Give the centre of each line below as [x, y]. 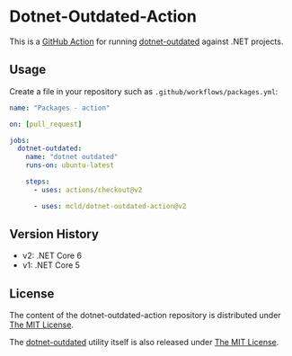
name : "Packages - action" [60, 108]
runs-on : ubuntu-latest [70, 165]
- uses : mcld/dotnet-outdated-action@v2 [110, 206]
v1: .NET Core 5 [51, 265]
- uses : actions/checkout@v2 [88, 190]
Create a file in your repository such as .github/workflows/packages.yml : [144, 91]
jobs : [19, 140]
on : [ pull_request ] [46, 124]
